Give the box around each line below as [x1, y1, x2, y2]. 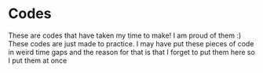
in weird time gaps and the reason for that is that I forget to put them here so [8, 47, 255, 57]
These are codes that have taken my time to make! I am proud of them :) [8, 31, 242, 40]
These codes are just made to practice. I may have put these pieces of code [8, 38, 254, 48]
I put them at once [8, 56, 68, 65]
